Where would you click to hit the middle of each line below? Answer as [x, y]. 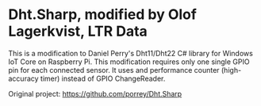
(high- [231, 70]
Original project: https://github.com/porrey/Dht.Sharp [95, 93]
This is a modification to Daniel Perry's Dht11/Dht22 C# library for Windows [131, 53]
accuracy [23, 78]
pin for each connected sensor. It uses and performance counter [114, 70]
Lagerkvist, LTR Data [78, 31]
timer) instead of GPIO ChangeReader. [103, 78]
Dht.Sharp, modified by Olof [102, 15]
